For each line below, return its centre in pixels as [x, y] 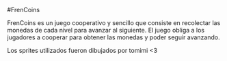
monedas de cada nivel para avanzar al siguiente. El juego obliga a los [106, 30]
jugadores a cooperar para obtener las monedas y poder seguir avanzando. [113, 37]
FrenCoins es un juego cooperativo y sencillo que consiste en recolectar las [114, 23]
